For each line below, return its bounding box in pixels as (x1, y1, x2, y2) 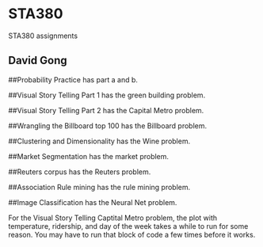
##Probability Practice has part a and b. (8, 74, 139, 84)
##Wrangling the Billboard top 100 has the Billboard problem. (8, 120, 208, 131)
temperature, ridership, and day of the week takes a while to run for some (8, 221, 249, 230)
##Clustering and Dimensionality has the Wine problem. (8, 136, 191, 146)
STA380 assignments (8, 31, 78, 40)
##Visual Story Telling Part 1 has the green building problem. (8, 90, 206, 100)
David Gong (8, 54, 67, 67)
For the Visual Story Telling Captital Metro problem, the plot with (8, 213, 218, 222)
